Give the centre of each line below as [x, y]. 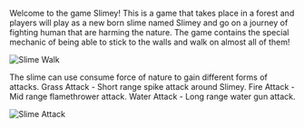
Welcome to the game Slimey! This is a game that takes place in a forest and [152, 13]
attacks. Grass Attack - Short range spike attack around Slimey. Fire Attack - [152, 87]
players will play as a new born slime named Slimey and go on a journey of [149, 23]
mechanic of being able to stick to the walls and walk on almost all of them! [150, 42]
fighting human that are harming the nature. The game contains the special [149, 32]
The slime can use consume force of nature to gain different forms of [138, 77]
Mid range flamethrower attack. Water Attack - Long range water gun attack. [153, 96]
